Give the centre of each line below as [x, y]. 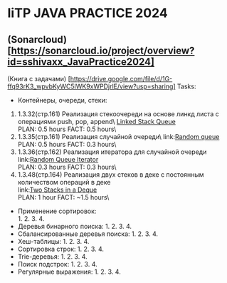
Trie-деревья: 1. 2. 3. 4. [52, 257]
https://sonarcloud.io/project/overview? [103, 50]
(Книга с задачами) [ [39, 79]
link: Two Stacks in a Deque [57, 190]
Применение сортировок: [57, 211]
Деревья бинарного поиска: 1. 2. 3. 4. [75, 226]
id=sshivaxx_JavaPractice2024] [81, 62]
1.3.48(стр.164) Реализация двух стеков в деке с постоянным [111, 175]
